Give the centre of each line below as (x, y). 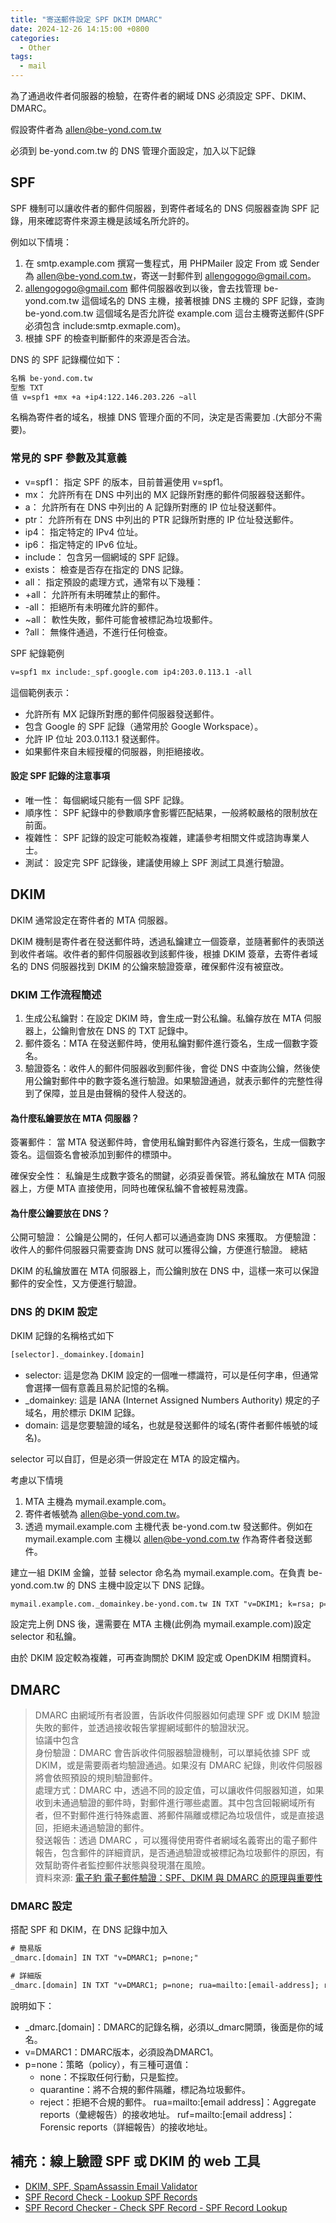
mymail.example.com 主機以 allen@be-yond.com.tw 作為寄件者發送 (164, 1538)
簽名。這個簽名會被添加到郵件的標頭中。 (93, 1155)
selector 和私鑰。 (46, 1637)
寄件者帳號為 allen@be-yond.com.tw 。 (105, 1513)
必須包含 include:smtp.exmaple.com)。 (105, 325)
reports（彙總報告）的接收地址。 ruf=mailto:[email (143, 2114)
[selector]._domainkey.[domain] (77, 1354)
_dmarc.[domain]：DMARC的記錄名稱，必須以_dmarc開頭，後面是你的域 (174, 2027)
